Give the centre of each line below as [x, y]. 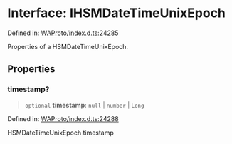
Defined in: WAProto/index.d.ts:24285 [63, 33]
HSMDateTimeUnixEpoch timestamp [60, 133]
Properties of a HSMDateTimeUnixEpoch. [68, 46]
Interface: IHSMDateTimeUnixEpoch [117, 13]
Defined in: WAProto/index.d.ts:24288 [63, 118]
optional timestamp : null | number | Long [84, 105]
